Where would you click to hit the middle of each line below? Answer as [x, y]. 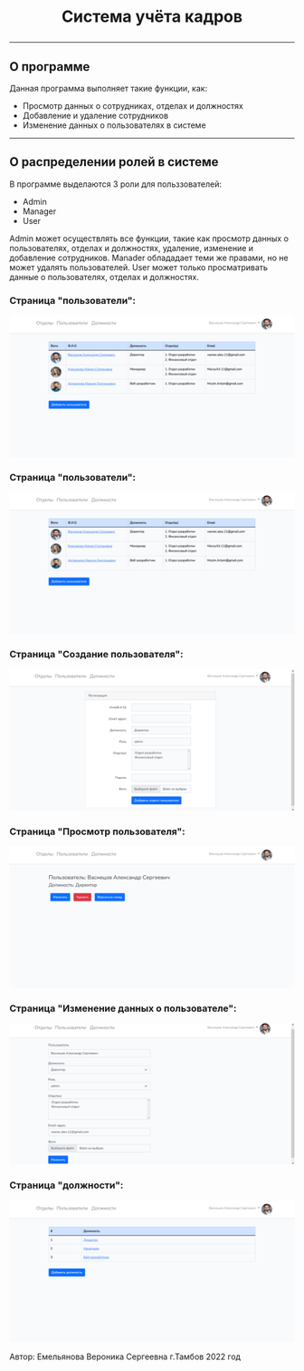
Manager [39, 211]
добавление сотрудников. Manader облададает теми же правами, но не [149, 258]
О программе [50, 67]
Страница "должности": [66, 1185]
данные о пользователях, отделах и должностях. [104, 277]
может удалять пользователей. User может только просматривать [139, 267]
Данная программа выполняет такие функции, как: [109, 88]
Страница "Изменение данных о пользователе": [123, 1008]
